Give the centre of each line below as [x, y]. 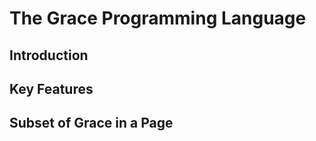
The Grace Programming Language [158, 18]
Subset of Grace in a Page [91, 123]
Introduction [49, 55]
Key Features [51, 88]
